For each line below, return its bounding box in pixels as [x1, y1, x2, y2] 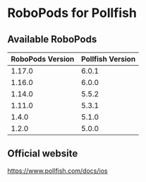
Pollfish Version [80, 55, 136, 64]
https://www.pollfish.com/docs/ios [7, 166, 108, 175]
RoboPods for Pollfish [7, 5, 138, 21]
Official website [7, 147, 78, 160]
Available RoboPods [7, 33, 97, 45]
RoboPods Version [11, 55, 75, 64]
